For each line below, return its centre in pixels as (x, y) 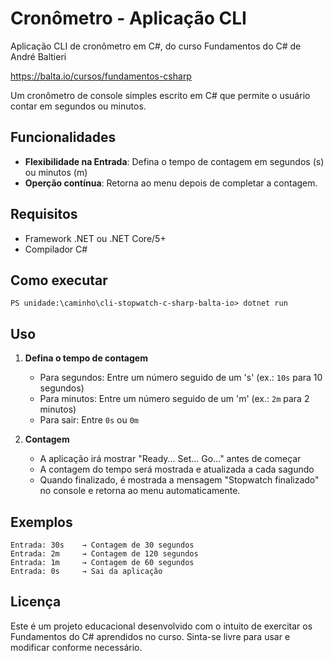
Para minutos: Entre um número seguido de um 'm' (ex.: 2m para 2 (174, 399)
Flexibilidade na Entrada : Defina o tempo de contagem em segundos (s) (174, 161)
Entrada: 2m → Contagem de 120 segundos (104, 554)
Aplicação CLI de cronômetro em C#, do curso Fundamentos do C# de (156, 46)
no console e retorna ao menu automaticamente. (140, 491)
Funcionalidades (63, 137)
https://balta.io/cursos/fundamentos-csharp (101, 76)
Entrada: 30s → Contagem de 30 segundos (102, 545)
